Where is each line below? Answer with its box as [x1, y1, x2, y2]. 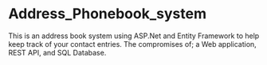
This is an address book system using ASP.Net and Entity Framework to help [8, 31, 260, 40]
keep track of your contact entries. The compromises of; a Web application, [8, 39, 257, 48]
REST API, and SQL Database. [8, 48, 107, 57]
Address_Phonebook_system [8, 5, 207, 23]
